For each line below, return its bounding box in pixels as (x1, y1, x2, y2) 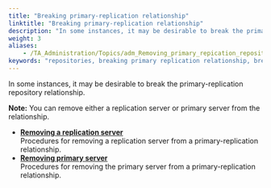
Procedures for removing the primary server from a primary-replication (19, 161, 256, 171)
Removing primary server (19, 152, 108, 162)
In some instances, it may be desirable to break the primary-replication (8, 78, 244, 89)
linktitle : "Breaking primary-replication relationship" (8, 19, 204, 27)
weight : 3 (8, 34, 42, 43)
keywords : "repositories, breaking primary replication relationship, (8, 57, 251, 65)
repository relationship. (8, 87, 85, 97)
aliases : (8, 42, 38, 50)
